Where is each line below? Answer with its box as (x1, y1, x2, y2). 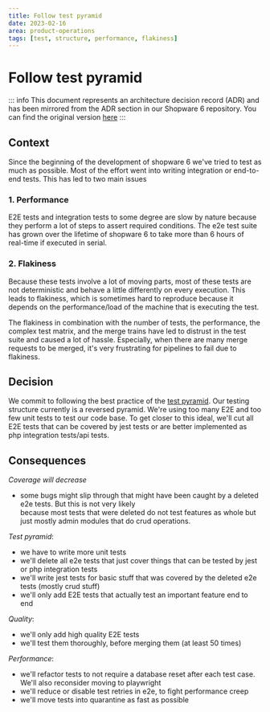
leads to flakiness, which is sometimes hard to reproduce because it (8, 293, 234, 303)
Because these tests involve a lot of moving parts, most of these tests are (8, 276, 252, 286)
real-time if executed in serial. (8, 238, 107, 248)
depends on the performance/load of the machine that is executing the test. (8, 302, 260, 312)
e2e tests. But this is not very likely (19, 499, 136, 509)
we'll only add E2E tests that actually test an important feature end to (19, 590, 248, 599)
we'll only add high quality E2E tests (19, 630, 140, 640)
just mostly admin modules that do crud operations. (19, 516, 191, 526)
